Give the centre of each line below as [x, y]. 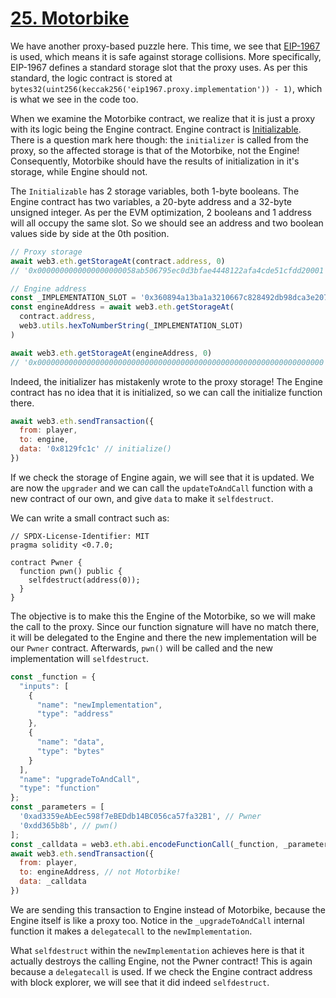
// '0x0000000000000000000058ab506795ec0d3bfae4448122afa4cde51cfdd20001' [169, 270]
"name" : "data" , [70, 742]
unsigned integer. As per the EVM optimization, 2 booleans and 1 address [161, 212]
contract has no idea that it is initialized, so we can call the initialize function [166, 392]
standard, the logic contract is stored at [91, 78]
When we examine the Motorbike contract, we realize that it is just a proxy [163, 118]
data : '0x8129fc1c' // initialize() [95, 449]
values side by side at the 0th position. [90, 233]
